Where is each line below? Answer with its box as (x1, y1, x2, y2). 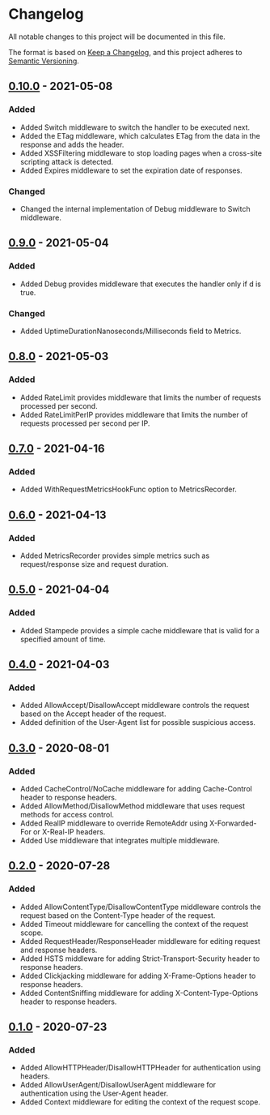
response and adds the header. (19, 139, 124, 149)
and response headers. (19, 945, 98, 954)
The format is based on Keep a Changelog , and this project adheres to (8, 47, 243, 57)
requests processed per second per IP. (19, 418, 150, 428)
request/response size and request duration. (19, 559, 169, 568)
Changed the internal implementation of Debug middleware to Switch (19, 204, 251, 213)
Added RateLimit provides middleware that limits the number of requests (19, 392, 261, 402)
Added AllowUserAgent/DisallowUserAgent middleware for (19, 1080, 217, 1090)
